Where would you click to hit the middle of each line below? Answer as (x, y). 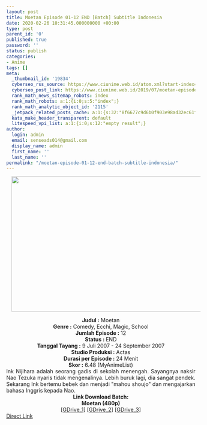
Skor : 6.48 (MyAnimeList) (101, 365)
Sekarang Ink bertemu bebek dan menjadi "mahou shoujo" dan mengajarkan (101, 384)
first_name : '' (31, 151)
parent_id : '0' (25, 34)
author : (16, 129)
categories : (21, 57)
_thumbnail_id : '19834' (41, 79)
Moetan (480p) (101, 403)
